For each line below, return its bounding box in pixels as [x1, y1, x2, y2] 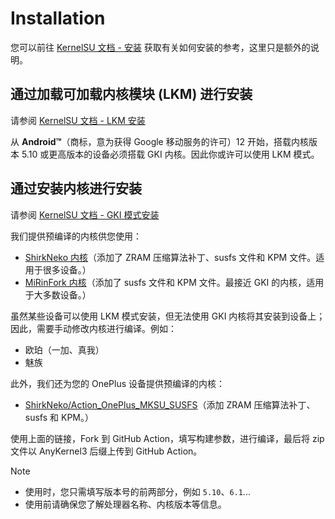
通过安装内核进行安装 [10, 180, 142, 197]
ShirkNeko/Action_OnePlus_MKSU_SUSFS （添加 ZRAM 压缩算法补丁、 [24, 398, 316, 411]
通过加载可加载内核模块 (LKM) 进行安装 [10, 86, 253, 103]
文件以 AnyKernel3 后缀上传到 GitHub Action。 [10, 445, 203, 457]
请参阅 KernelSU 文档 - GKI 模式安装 [10, 208, 160, 221]
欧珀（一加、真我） [24, 343, 105, 356]
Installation [10, 7, 106, 30]
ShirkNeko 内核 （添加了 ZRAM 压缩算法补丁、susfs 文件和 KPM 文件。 [24, 251, 317, 263]
